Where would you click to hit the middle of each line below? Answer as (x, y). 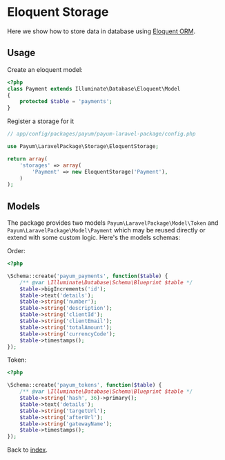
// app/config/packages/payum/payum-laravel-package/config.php (101, 134)
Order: (16, 251)
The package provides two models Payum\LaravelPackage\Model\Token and (113, 223)
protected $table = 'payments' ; (66, 102)
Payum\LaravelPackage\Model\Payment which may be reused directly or (106, 230)
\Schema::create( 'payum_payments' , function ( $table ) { (88, 276)
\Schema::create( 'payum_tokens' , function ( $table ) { (85, 385)
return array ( (28, 159)
